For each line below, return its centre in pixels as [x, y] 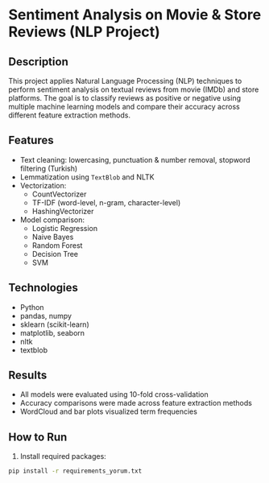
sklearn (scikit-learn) [55, 324]
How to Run [38, 437]
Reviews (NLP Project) [85, 32]
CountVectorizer [59, 194]
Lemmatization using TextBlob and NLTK [87, 177]
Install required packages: [63, 456]
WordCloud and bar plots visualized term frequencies [108, 411]
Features [31, 140]
